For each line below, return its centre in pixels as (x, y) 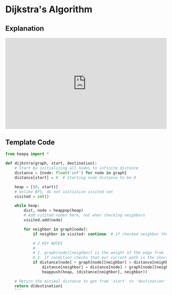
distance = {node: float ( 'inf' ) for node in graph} (71, 173)
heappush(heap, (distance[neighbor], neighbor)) (94, 272)
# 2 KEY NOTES (48, 243)
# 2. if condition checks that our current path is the (93, 258)
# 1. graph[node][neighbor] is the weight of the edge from (98, 253)
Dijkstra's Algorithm (49, 9)
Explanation (25, 28)
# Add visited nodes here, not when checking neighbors (84, 215)
